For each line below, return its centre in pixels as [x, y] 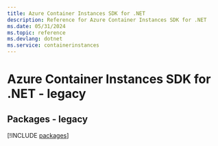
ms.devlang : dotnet [35, 39]
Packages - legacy [47, 119]
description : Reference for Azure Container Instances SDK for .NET [107, 20]
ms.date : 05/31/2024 [37, 26]
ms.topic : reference [37, 33]
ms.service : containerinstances [53, 45]
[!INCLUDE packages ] [38, 135]
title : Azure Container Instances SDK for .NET [76, 13]
